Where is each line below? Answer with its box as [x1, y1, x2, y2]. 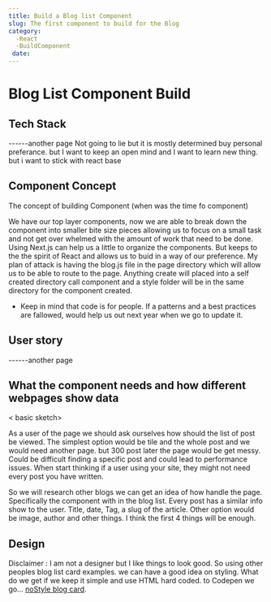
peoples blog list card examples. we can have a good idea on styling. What [8, 567, 259, 577]
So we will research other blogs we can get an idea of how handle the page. [8, 487, 263, 497]
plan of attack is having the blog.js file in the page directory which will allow [8, 259, 261, 269]
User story [8, 334, 63, 348]
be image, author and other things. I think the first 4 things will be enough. [8, 513, 256, 523]
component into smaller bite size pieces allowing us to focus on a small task [8, 225, 262, 235]
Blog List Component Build [8, 84, 191, 103]
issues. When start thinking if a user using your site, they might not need [8, 463, 251, 473]
